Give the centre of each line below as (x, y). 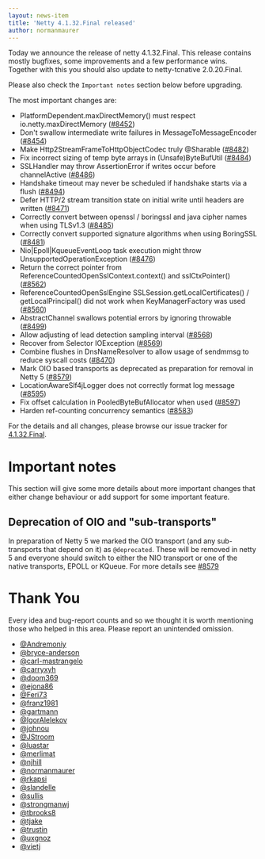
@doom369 (39, 678)
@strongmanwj (44, 804)
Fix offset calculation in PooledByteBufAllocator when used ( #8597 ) (130, 402)
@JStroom (37, 737)
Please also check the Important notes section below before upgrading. (125, 85)
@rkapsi (33, 779)
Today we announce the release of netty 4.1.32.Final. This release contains (130, 53)
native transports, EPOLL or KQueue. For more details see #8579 (114, 566)
